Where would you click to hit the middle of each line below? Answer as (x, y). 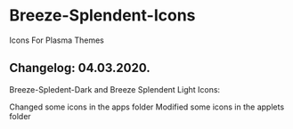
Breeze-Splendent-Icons (102, 16)
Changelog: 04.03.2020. (80, 68)
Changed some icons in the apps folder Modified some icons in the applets (147, 107)
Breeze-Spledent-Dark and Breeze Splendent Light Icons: (115, 89)
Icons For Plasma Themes (57, 40)
